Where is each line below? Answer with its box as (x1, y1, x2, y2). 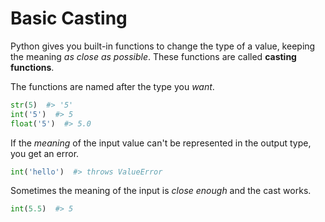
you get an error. (10, 147, 80, 159)
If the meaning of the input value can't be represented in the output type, (10, 137, 312, 149)
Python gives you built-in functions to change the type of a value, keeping (10, 40, 316, 52)
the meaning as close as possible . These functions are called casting (10, 50, 297, 62)
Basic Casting (10, 7, 128, 30)
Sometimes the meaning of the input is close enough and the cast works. (10, 185, 312, 197)
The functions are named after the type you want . (10, 80, 215, 92)
